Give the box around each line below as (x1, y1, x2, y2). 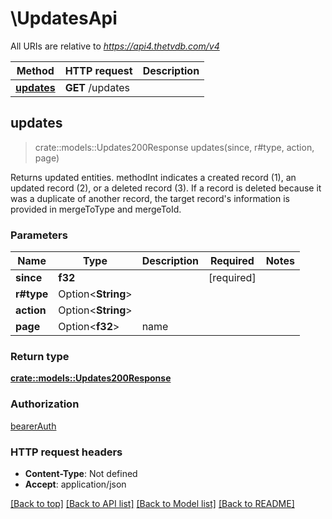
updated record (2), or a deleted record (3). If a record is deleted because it (10, 182, 322, 194)
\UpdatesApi (10, 7, 118, 30)
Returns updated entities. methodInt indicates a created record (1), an (10, 171, 297, 183)
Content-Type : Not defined (24, 467, 138, 479)
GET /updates (64, 80, 130, 94)
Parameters (10, 228, 68, 242)
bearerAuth (10, 420, 57, 432)
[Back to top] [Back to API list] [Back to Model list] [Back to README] (10, 497, 295, 509)
